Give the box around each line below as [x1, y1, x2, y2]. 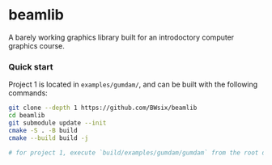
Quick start [8, 61, 54, 72]
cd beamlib [8, 112, 45, 120]
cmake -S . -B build [8, 126, 79, 134]
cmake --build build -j [8, 133, 89, 142]
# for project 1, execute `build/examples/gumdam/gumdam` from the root [8, 148, 259, 157]
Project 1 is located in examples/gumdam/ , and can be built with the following [8, 79, 258, 90]
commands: [8, 88, 49, 98]
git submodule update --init [8, 119, 107, 127]
